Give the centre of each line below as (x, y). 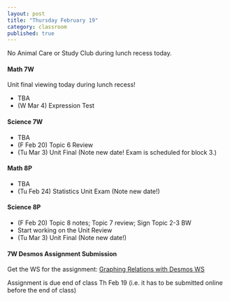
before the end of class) (42, 290)
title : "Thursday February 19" (53, 20)
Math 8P (20, 168)
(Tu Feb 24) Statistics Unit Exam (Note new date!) (89, 191)
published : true (31, 33)
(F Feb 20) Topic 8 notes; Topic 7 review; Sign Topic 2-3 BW (105, 223)
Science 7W (25, 122)
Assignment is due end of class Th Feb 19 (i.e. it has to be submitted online (115, 283)
